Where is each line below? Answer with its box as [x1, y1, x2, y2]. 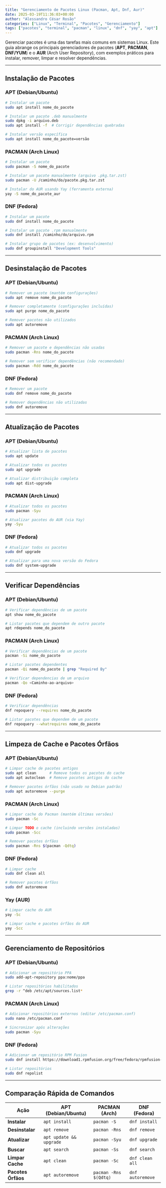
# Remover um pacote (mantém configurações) [5, 291, 98, 296]
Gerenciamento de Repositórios [5, 944, 105, 952]
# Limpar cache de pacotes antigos [5, 766, 79, 771]
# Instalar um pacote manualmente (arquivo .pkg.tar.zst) [5, 173, 127, 178]
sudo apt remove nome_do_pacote [5, 295, 72, 300]
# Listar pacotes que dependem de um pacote [5, 717, 98, 722]
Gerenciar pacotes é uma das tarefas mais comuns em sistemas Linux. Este [5, 39, 159, 45]
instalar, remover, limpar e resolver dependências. [5, 55, 107, 61]
